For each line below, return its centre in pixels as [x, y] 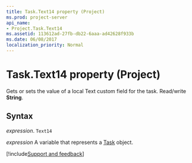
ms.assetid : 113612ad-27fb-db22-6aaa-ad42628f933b [70, 34]
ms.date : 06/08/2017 [32, 39]
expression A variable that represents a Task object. [70, 142]
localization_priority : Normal [45, 45]
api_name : [18, 23]
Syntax [20, 116]
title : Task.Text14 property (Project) [56, 12]
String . [15, 97]
